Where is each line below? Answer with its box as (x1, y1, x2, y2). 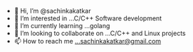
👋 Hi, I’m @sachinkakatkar (14, 7, 91, 15)
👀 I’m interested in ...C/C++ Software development (14, 14, 162, 22)
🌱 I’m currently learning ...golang (14, 22, 110, 30)
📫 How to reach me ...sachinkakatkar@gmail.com (14, 37, 162, 45)
